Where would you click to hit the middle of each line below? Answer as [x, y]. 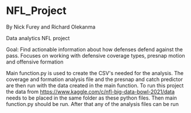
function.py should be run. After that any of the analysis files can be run [93, 104]
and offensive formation [35, 62]
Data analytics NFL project [38, 38]
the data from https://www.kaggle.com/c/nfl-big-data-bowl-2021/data [91, 91]
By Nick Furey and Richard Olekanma [51, 27]
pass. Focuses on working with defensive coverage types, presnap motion [95, 55]
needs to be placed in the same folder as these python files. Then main [91, 98]
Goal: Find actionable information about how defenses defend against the [94, 49]
